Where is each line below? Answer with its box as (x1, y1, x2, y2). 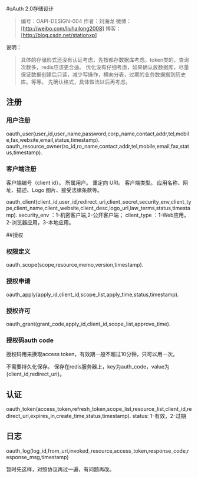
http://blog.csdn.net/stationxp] (22, 32, 97, 38)
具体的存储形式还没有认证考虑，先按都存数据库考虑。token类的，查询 (20, 57, 190, 63)
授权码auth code (6, 336, 54, 344)
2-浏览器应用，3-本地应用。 (6, 218, 75, 225)
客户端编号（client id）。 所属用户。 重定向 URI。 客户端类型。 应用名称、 (6, 179, 183, 186)
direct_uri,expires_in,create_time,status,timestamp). (6, 412, 131, 419)
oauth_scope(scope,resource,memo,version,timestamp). (6, 261, 144, 268)
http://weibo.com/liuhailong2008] (22, 25, 104, 32)
